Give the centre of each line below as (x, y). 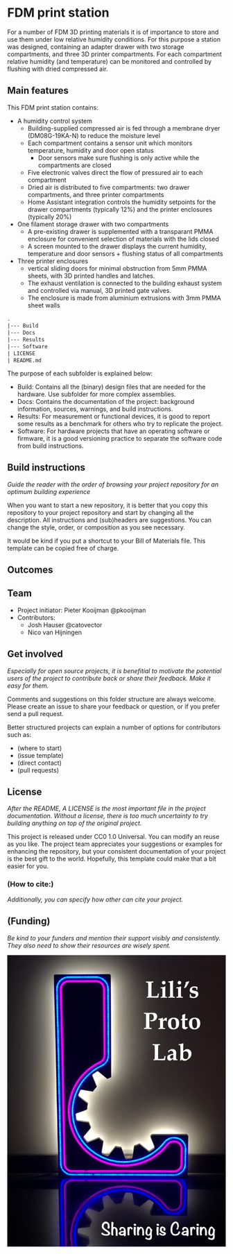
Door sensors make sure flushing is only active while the (119, 158)
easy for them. (28, 686)
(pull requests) (38, 770)
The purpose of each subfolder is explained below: (80, 373)
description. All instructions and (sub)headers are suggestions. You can (110, 520)
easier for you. (28, 866)
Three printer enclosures (53, 261)
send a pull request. (35, 713)
